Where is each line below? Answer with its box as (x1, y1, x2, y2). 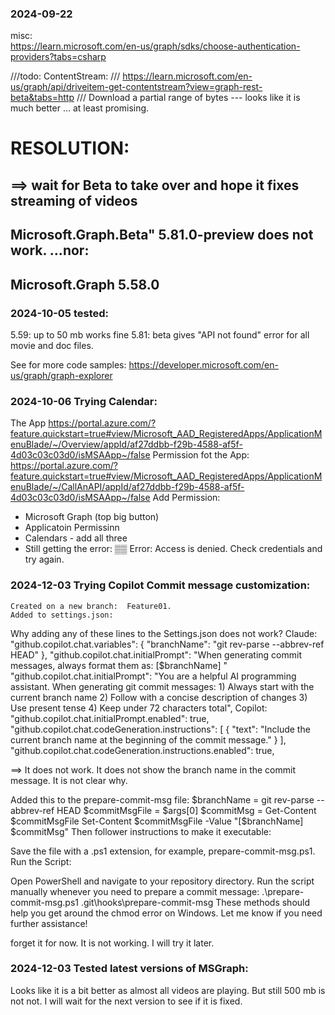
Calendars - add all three (24, 532, 128, 544)
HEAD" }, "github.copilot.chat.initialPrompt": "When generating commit (10, 648, 303, 661)
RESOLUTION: (10, 137, 130, 160)
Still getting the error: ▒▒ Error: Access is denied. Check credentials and (24, 543, 323, 555)
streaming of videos (10, 192, 138, 209)
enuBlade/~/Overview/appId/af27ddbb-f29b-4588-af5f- (10, 438, 243, 451)
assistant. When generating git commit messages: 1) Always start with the (10, 680, 315, 692)
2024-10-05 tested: (10, 306, 110, 320)
